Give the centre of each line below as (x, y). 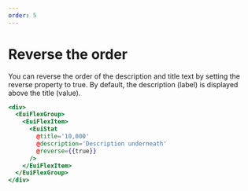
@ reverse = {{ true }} (67, 151)
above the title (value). (44, 93)
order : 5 (22, 15)
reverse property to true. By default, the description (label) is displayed (123, 84)
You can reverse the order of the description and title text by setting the (124, 76)
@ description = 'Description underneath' (102, 143)
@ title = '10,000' (63, 137)
